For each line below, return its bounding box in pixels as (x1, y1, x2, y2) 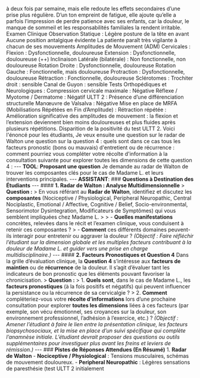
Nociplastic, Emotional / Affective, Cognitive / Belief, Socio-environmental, (6, 201, 188, 207)
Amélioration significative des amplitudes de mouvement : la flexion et (6, 112, 179, 119)
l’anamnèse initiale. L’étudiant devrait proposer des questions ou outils (6, 333, 180, 341)
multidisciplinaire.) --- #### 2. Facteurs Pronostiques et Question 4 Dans (6, 251, 189, 258)
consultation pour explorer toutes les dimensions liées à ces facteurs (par (6, 302, 189, 308)
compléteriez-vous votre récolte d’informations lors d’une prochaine (6, 295, 176, 303)
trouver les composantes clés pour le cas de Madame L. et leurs (6, 169, 164, 176)
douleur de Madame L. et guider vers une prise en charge (6, 245, 148, 252)
